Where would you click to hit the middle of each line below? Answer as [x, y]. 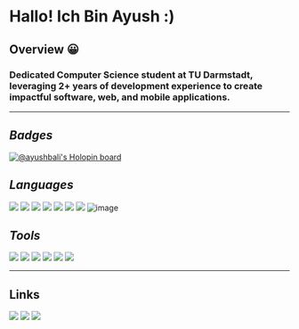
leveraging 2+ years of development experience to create [136, 86]
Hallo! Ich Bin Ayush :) [92, 16]
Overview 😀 [44, 49]
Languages [41, 185]
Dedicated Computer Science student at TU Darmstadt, [131, 75]
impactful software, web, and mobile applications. [120, 97]
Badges [31, 136]
